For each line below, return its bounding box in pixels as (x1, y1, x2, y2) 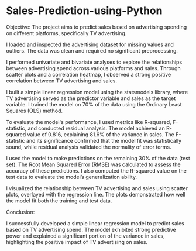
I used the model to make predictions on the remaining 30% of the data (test (6, 154, 190, 161)
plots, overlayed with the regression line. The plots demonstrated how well (6, 191, 185, 198)
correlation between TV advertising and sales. (6, 77, 117, 84)
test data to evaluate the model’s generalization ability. (6, 173, 137, 180)
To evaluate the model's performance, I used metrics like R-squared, (6, 118, 171, 125)
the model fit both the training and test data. (6, 197, 112, 204)
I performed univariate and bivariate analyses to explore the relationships (6, 59, 183, 66)
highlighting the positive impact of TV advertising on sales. (6, 238, 148, 245)
